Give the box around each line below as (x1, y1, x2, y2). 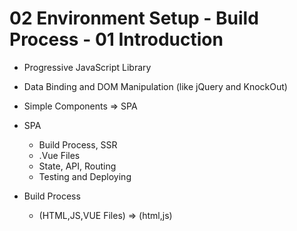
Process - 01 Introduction (9, 28, 224, 51)
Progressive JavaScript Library (23, 61, 152, 73)
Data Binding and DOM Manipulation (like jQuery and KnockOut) (23, 80, 288, 92)
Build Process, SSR (38, 138, 118, 151)
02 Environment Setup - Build (9, 7, 259, 30)
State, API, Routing (38, 160, 117, 172)
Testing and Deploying (38, 170, 132, 182)
